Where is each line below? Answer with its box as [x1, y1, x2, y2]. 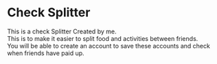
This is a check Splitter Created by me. [7, 27, 117, 35]
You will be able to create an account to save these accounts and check [7, 42, 211, 50]
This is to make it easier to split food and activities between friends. [7, 34, 198, 42]
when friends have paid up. [7, 49, 84, 57]
